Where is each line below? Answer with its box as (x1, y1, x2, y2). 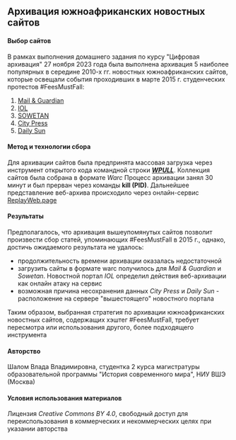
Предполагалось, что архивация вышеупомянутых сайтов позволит (7, 228, 213, 236)
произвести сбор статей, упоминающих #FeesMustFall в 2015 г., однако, (7, 235, 226, 244)
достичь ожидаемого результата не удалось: (7, 243, 144, 251)
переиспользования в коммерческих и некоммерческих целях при (7, 417, 212, 426)
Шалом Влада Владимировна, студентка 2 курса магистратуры (7, 363, 200, 371)
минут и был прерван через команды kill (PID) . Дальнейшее (7, 181, 189, 189)
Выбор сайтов (7, 36, 52, 45)
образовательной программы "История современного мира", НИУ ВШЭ (7, 370, 226, 378)
